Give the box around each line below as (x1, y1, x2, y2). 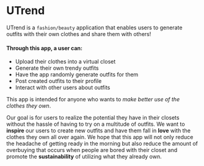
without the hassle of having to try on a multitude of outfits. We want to (6, 120, 185, 128)
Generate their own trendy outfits (15, 65, 99, 72)
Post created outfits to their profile (15, 78, 102, 85)
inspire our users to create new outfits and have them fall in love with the (6, 127, 191, 134)
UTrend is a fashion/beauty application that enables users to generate (6, 24, 183, 31)
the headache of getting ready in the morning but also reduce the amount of (6, 140, 199, 147)
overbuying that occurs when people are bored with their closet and (6, 146, 178, 154)
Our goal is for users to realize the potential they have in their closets (6, 114, 180, 121)
